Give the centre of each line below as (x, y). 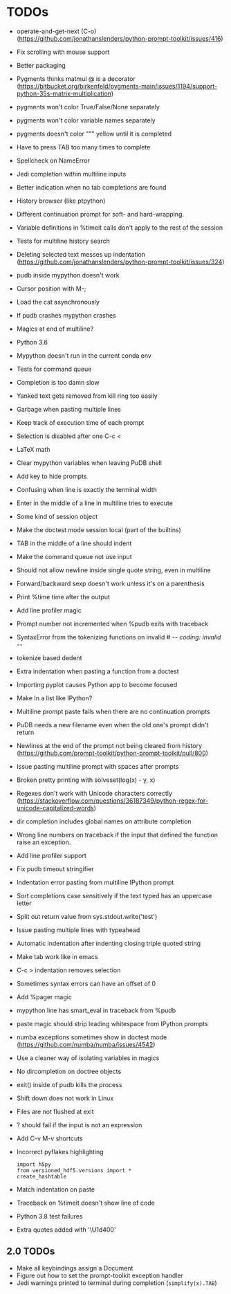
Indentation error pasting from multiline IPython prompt (95, 882)
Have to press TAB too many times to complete (83, 147)
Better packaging (41, 65)
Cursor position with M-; (51, 289)
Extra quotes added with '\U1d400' (66, 1230)
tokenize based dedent (49, 657)
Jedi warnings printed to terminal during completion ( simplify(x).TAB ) (117, 1283)
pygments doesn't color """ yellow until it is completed (94, 134)
